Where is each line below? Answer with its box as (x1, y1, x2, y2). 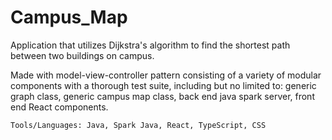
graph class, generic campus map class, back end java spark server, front (10, 90, 315, 102)
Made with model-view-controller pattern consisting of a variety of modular (10, 69, 322, 81)
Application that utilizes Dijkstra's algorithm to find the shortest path (10, 39, 291, 51)
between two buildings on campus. (10, 49, 155, 61)
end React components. (10, 101, 109, 113)
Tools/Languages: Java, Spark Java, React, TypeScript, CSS (10, 120, 267, 130)
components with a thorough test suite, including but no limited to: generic (10, 79, 317, 91)
